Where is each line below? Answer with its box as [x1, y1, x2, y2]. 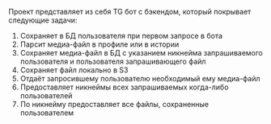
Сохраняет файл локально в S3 [19, 65, 129, 75]
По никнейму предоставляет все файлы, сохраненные [19, 100, 210, 109]
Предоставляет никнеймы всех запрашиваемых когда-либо [19, 82, 229, 92]
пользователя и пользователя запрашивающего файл [19, 56, 206, 66]
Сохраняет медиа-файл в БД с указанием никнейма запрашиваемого [19, 48, 263, 57]
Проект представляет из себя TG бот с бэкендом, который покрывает [8, 7, 252, 16]
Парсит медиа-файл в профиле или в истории [19, 39, 180, 49]
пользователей [19, 91, 73, 100]
